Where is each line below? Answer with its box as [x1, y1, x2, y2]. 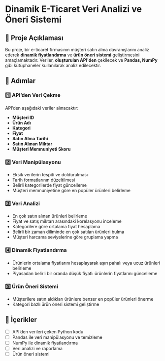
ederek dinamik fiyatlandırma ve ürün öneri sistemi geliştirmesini [5, 52, 140, 58]
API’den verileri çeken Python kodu [12, 328, 84, 334]
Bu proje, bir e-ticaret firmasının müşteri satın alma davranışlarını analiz [5, 47, 149, 52]
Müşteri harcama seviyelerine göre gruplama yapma [12, 234, 118, 240]
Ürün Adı [12, 120, 31, 125]
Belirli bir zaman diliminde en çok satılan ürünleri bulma [12, 229, 125, 235]
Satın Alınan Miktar [12, 141, 53, 147]
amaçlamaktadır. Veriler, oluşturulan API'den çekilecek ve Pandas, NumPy [5, 57, 158, 63]
